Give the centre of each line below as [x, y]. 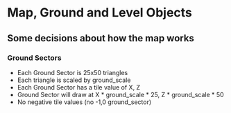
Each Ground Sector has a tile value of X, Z [79, 87]
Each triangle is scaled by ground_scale [74, 80]
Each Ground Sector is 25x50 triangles [72, 72]
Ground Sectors [34, 58]
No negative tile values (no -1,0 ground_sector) [84, 102]
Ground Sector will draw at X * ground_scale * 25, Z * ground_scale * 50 [120, 94]
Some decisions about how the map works [101, 38]
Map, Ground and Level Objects [100, 13]
